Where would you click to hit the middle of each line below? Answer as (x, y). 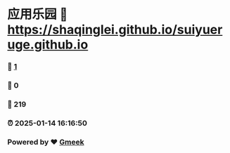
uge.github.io (48, 45)
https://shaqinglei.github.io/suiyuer (115, 30)
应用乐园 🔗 (38, 14)
